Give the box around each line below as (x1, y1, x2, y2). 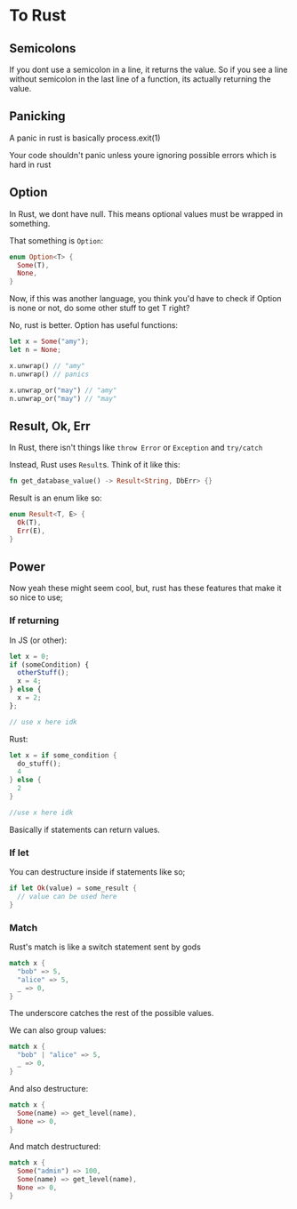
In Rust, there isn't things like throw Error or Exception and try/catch (9, 442, 263, 453)
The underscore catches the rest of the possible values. (9, 1008, 214, 1019)
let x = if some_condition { (9, 750, 117, 760)
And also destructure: (9, 1083, 89, 1093)
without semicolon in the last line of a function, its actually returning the (9, 74, 271, 84)
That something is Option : (9, 235, 104, 245)
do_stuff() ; (17, 759, 62, 768)
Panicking (9, 108, 66, 124)
